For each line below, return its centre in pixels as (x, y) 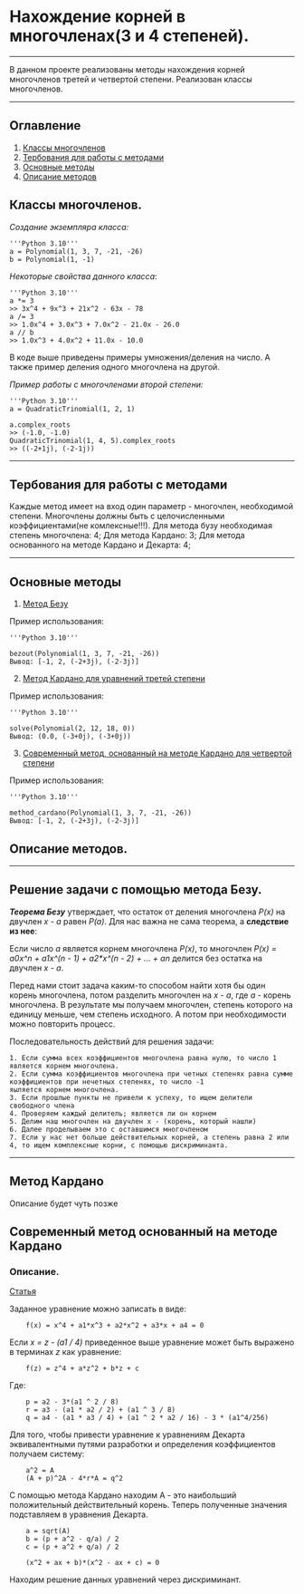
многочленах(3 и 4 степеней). (129, 36)
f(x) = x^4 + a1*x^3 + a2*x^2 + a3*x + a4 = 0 (115, 1326)
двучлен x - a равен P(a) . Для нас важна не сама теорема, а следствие (149, 921)
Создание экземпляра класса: (69, 227)
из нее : (24, 931)
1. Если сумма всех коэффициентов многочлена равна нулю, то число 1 (143, 1058)
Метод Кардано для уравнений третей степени (114, 679)
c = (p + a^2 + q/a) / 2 (72, 1547)
